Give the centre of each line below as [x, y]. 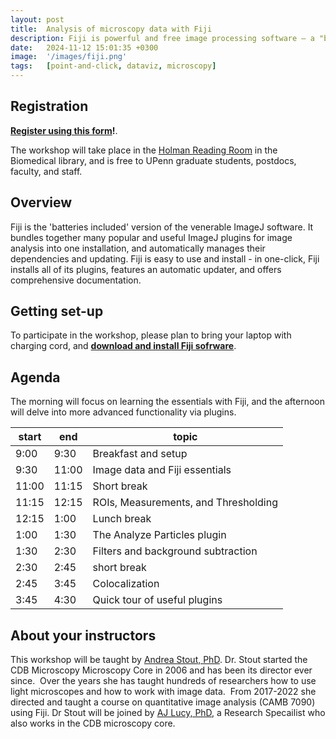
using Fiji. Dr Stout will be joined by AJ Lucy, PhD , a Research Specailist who [168, 713]
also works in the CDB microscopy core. [93, 723]
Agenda [35, 377]
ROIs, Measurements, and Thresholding [185, 503]
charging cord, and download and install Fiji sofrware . [123, 346]
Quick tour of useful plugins [157, 600]
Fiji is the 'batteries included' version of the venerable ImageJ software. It [162, 227]
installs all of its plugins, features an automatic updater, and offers [146, 269]
